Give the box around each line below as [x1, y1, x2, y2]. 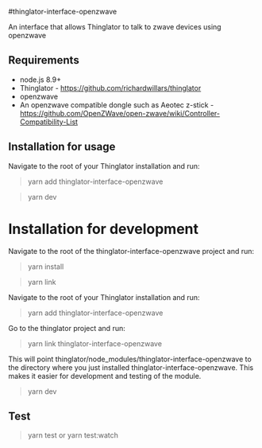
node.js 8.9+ [19, 75, 62, 84]
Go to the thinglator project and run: [8, 323, 125, 333]
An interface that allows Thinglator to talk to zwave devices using [8, 22, 222, 31]
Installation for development [8, 220, 198, 238]
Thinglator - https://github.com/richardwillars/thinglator [19, 83, 202, 92]
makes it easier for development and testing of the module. [8, 371, 202, 380]
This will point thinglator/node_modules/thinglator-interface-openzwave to [8, 354, 252, 364]
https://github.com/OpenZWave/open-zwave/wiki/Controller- [19, 108, 221, 118]
